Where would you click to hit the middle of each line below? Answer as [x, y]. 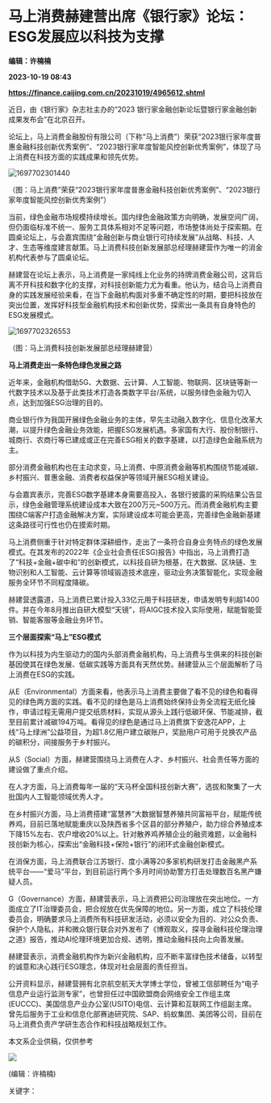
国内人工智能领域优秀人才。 [61, 797]
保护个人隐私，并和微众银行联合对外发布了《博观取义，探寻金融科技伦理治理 [135, 929]
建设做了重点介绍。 [40, 769]
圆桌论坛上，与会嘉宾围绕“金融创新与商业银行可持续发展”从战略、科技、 [128, 237]
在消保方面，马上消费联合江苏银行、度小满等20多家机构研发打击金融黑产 [129, 861]
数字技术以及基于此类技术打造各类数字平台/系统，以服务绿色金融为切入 [133, 392]
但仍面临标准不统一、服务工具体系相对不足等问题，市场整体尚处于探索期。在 [135, 226]
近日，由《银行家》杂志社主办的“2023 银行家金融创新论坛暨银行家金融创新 [133, 109]
